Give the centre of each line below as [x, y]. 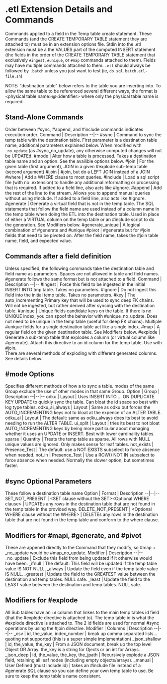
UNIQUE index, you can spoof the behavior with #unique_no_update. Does [81, 316]
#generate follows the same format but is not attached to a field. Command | [83, 279]
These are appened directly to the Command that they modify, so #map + [80, 548]
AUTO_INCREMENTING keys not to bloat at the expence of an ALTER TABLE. [83, 413]
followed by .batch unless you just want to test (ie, [57, 70]
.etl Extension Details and [59, 9]
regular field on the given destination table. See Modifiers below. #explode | [83, 332]
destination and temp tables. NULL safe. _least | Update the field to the [78, 579]
